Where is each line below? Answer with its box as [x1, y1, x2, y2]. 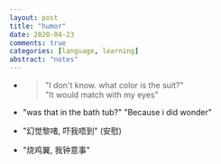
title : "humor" [9, 22, 67, 31]
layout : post [9, 13, 59, 23]
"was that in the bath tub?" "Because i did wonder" [22, 107, 212, 117]
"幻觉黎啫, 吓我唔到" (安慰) [22, 125, 122, 136]
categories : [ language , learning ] [9, 47, 140, 56]
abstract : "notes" [9, 55, 78, 64]
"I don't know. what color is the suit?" [44, 80, 184, 90]
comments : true [9, 38, 67, 48]
